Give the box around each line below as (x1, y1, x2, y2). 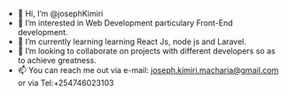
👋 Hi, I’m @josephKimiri (17, 9, 104, 18)
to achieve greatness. (17, 55, 97, 65)
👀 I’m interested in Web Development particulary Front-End (17, 18, 233, 28)
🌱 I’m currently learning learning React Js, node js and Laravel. (17, 36, 246, 47)
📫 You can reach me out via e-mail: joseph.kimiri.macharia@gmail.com (17, 65, 279, 75)
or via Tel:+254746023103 (17, 77, 114, 88)
